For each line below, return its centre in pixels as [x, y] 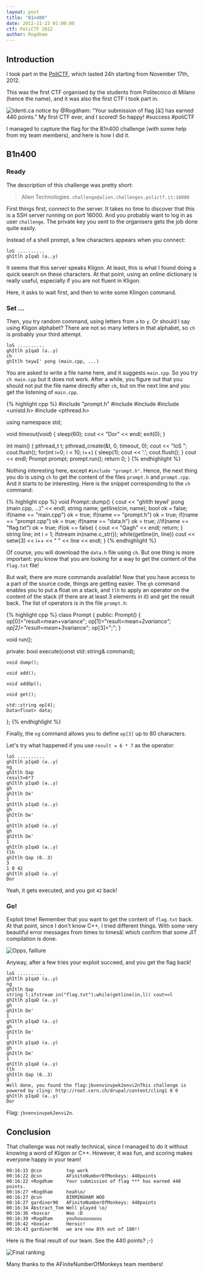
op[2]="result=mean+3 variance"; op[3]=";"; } [64, 627]
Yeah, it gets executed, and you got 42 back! [62, 890]
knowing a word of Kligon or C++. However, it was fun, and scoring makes [100, 1153]
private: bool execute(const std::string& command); [71, 651]
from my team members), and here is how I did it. [68, 135]
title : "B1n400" [27, 18]
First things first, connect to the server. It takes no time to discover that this [100, 208]
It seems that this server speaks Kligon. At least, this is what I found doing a [101, 267]
